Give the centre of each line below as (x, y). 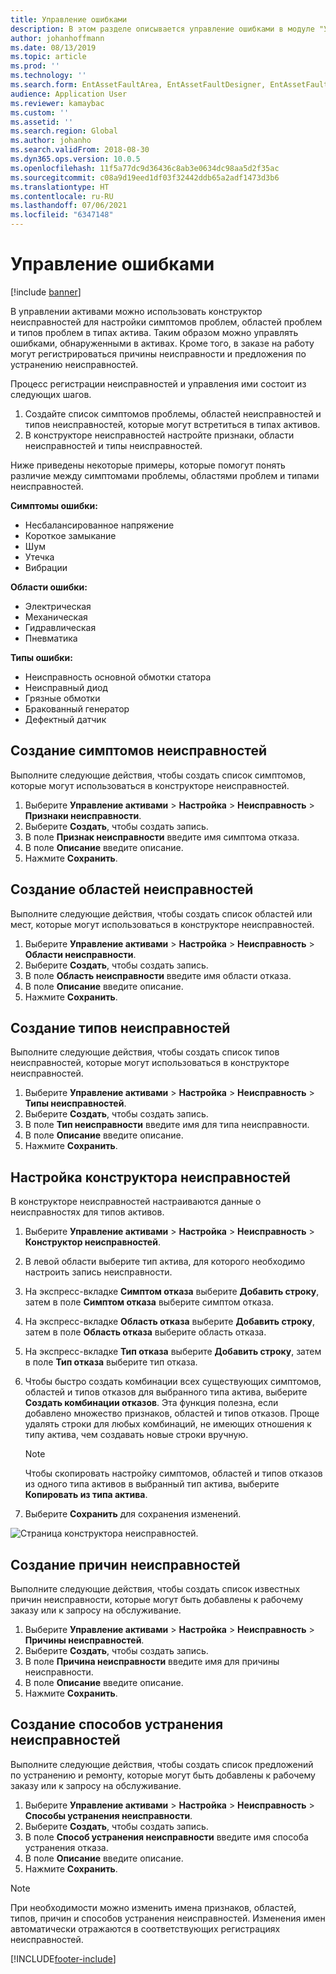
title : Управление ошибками (69, 19)
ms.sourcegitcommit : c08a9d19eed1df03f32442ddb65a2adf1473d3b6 (145, 177)
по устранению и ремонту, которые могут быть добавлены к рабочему (163, 1775)
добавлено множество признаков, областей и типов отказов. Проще (172, 1413)
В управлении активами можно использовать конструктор (136, 311)
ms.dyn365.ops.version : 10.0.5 (75, 159)
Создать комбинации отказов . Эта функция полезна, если (151, 1403)
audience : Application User (69, 94)
